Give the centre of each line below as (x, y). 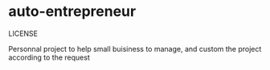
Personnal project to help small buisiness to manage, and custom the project (135, 49)
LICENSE (23, 33)
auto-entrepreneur (72, 12)
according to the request (49, 57)
